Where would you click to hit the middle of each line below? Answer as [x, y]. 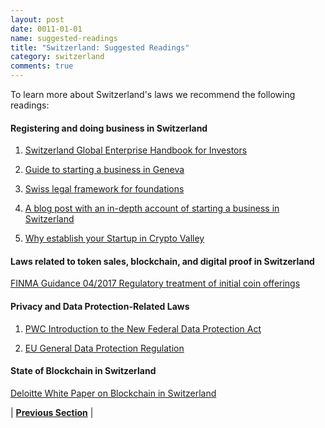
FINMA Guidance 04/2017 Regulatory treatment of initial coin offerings [155, 283]
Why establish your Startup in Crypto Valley [114, 238]
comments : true [42, 66]
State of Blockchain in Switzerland [83, 371]
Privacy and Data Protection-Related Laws [100, 306]
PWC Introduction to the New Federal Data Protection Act [143, 328]
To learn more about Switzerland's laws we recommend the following [153, 94]
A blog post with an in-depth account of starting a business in [152, 208]
